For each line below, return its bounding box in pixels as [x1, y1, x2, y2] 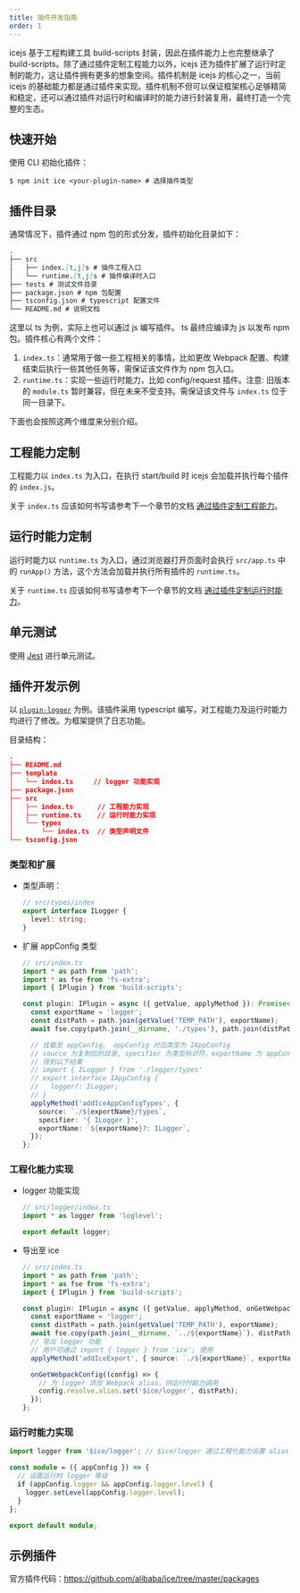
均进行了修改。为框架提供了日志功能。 [9, 715, 150, 726]
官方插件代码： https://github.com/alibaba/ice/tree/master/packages [9, 1573, 260, 1584]
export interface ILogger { [21, 907, 127, 916]
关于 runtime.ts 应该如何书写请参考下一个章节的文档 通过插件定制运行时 [9, 584, 275, 595]
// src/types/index [21, 899, 96, 907]
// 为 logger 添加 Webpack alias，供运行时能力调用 [38, 1378, 219, 1387]
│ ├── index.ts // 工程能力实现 [9, 802, 150, 811]
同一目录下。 [21, 397, 70, 408]
